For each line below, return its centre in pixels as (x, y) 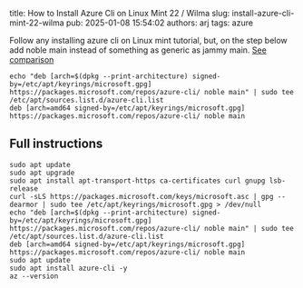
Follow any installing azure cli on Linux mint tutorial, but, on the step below (148, 40)
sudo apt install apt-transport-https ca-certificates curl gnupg (137, 181)
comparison (32, 60)
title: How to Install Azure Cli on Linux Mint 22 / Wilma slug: (120, 13)
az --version (34, 276)
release (24, 189)
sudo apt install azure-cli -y (68, 268)
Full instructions (56, 144)
